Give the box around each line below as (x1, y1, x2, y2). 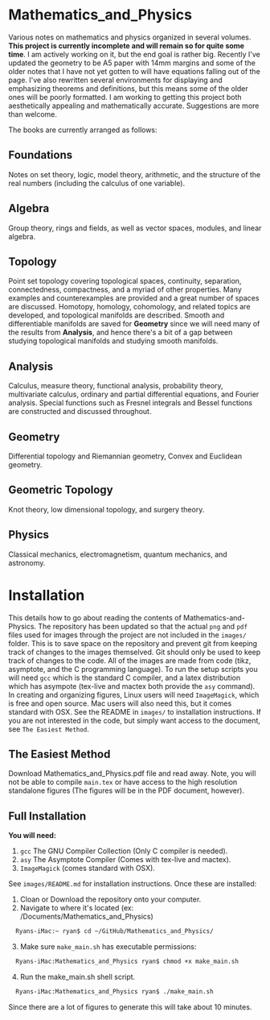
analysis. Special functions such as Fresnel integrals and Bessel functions (8, 398, 253, 408)
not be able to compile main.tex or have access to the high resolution (8, 777, 238, 787)
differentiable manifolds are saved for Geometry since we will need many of (8, 319, 260, 329)
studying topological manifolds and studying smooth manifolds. (8, 336, 219, 346)
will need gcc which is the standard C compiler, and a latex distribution (8, 673, 241, 682)
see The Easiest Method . (8, 724, 90, 734)
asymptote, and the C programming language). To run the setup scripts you (8, 664, 259, 674)
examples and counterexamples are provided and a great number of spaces (8, 293, 260, 303)
